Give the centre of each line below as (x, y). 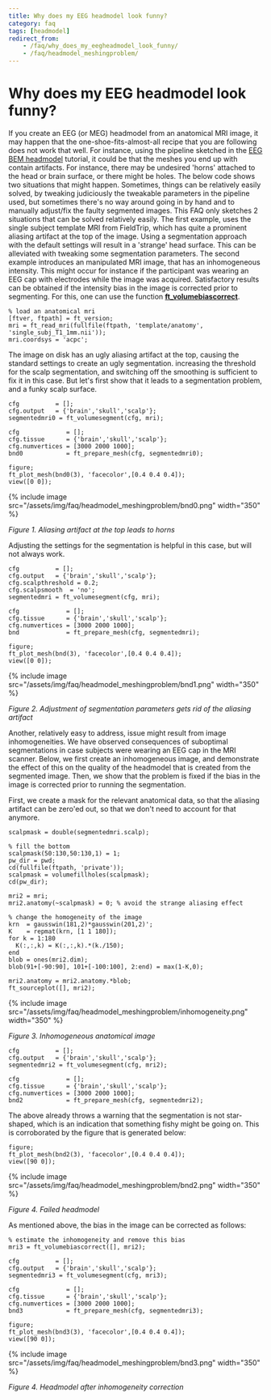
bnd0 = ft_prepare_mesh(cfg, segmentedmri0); (106, 453)
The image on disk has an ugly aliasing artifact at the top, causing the (124, 354)
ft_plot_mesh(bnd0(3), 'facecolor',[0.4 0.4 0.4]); (97, 474)
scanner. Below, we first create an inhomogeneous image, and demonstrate (134, 758)
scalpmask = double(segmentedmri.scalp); (79, 832)
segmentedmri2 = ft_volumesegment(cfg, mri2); (88, 1065)
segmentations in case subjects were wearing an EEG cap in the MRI (122, 750)
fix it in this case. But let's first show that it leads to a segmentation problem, (135, 380)
